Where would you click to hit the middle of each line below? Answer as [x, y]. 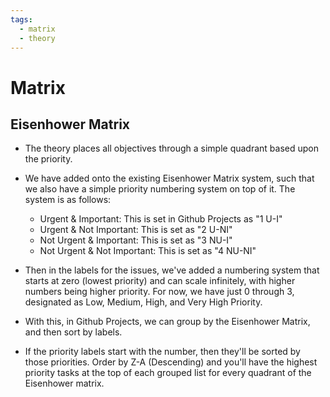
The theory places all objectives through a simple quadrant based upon [172, 148]
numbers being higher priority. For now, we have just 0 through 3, [159, 292]
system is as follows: [68, 200]
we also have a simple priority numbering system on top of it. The [160, 189]
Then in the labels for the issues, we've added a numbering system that [172, 270]
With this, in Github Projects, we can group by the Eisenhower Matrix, [167, 322]
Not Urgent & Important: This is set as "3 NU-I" [136, 240]
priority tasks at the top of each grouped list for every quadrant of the [168, 373]
